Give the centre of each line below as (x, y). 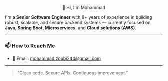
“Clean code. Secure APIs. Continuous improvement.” (73, 73)
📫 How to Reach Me (30, 46)
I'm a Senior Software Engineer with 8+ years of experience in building (79, 17)
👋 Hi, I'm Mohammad (84, 8)
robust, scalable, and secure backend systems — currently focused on (78, 23)
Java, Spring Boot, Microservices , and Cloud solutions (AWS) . (71, 28)
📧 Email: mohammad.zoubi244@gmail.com (57, 59)
